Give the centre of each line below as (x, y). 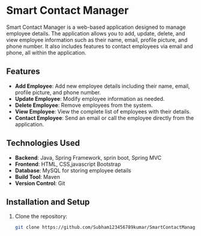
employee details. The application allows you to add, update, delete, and (96, 33)
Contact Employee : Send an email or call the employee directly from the (104, 118)
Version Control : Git (40, 183)
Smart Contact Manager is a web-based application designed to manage (96, 27)
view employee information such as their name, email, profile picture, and (97, 40)
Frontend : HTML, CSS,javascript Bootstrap (68, 164)
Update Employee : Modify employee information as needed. (90, 98)
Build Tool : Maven (37, 177)
